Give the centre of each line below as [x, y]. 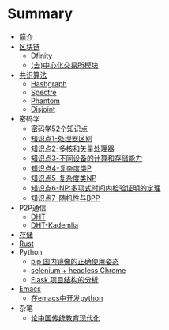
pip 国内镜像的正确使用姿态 [75, 261]
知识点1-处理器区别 [61, 138]
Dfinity [41, 56]
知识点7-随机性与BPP [65, 198]
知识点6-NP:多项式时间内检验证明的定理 [96, 188]
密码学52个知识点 [59, 129]
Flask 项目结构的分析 [65, 279]
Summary [40, 14]
